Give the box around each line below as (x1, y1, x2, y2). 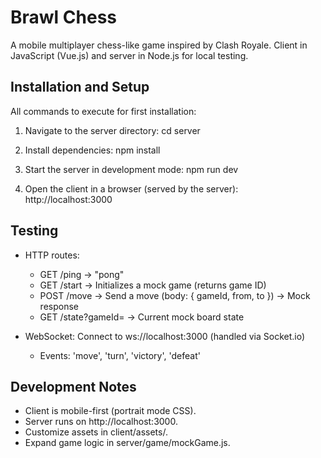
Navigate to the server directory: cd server (24, 124, 201, 136)
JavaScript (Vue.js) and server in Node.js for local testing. (10, 49, 249, 61)
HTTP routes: (24, 249, 80, 261)
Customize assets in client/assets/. (24, 426, 168, 438)
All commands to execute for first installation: (10, 105, 197, 117)
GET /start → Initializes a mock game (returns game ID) (39, 279, 267, 291)
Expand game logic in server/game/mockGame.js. (24, 437, 231, 449)
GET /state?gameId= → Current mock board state (39, 311, 245, 323)
